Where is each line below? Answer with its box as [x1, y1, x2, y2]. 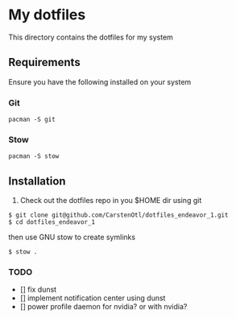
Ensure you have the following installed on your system [8, 77, 192, 86]
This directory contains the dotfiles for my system [8, 32, 173, 42]
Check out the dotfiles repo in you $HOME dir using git [19, 196, 202, 205]
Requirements [8, 56, 81, 69]
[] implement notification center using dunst [19, 293, 166, 303]
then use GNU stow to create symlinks [8, 232, 135, 242]
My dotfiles [8, 6, 86, 24]
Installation [8, 174, 66, 188]
